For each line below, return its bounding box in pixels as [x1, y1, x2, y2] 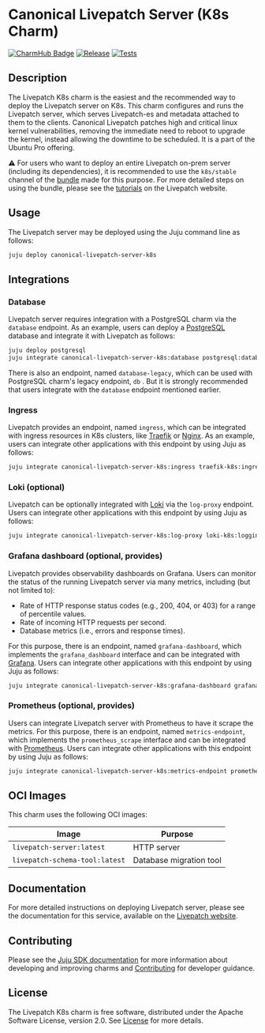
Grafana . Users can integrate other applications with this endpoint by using [8, 658, 252, 667]
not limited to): [8, 585, 55, 594]
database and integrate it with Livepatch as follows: [8, 331, 176, 341]
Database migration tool [132, 855, 222, 866]
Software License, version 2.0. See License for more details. [8, 1016, 203, 1025]
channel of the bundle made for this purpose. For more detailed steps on [8, 175, 244, 184]
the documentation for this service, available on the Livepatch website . [8, 911, 238, 921]
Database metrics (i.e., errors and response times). [19, 626, 185, 635]
